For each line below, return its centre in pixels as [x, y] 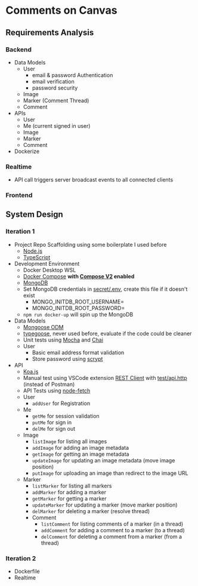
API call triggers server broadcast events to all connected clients [94, 180]
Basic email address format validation [78, 352]
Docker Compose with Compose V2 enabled [79, 276]
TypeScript [37, 257]
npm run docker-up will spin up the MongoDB [78, 314]
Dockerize [27, 151]
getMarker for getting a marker [69, 498]
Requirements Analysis [50, 33]
